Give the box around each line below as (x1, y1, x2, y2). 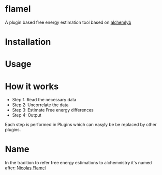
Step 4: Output (12, 112, 42, 118)
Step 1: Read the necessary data (12, 97, 76, 103)
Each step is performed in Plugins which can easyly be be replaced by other (5, 122, 157, 127)
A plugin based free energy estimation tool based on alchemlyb (5, 19, 132, 25)
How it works (5, 81, 59, 92)
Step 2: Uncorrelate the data (12, 102, 69, 108)
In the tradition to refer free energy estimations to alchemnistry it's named (5, 160, 152, 166)
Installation (5, 36, 51, 48)
